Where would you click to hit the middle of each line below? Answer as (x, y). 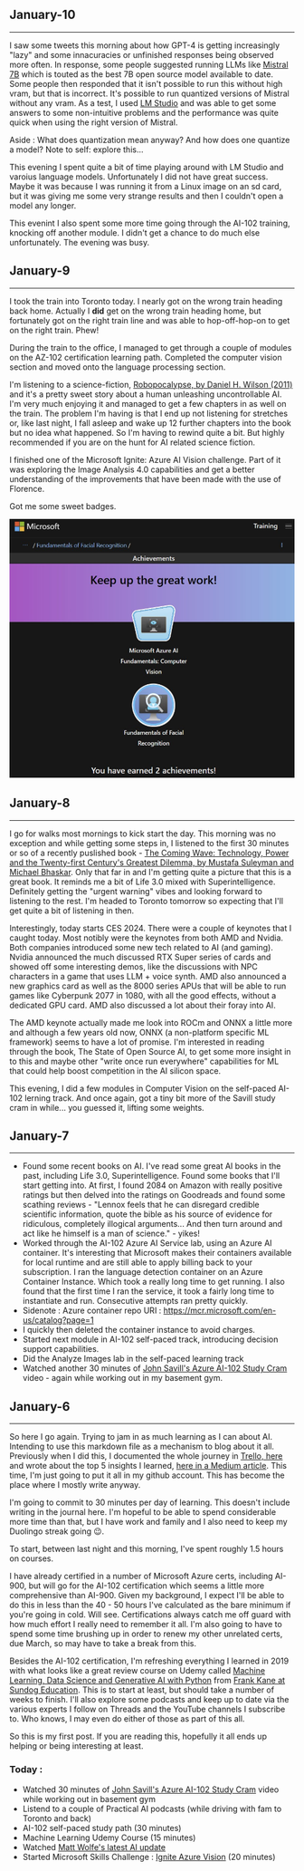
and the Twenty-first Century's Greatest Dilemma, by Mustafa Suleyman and (152, 862)
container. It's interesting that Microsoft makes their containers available (157, 1253)
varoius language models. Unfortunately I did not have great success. (139, 177)
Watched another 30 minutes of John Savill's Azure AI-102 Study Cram (155, 1368)
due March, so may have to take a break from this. (103, 1644)
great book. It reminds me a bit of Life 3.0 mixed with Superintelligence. (142, 882)
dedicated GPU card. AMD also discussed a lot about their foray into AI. (142, 1005)
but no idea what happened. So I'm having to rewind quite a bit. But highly (147, 432)
